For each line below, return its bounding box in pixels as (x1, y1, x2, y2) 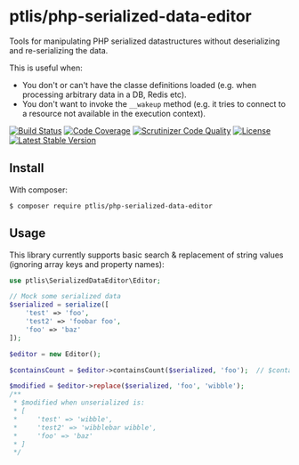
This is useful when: (9, 62, 83, 73)
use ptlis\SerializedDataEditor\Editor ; (9, 276, 162, 285)
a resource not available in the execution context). (21, 108, 206, 118)
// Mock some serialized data (9, 292, 122, 301)
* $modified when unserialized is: (12, 398, 145, 407)
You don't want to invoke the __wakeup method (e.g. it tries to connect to (21, 98, 287, 109)
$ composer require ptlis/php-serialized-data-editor (9, 201, 214, 210)
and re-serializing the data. (9, 45, 109, 55)
